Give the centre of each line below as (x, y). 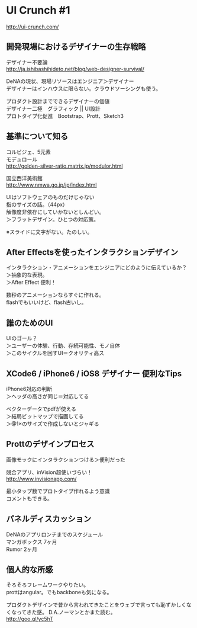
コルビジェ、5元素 (29, 152)
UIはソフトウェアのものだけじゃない (50, 197)
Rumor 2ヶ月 (22, 549)
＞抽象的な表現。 (27, 275)
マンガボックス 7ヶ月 (32, 542)
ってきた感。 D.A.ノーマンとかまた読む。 (66, 612)
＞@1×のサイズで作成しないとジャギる (53, 424)
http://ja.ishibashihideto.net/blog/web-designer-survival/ (75, 69)
